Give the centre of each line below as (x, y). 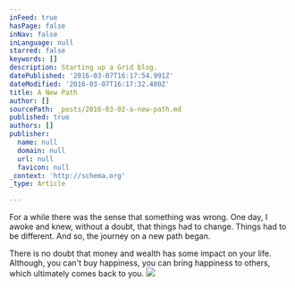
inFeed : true (34, 17)
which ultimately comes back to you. (77, 274)
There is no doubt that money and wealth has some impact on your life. (140, 254)
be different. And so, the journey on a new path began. (110, 236)
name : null (38, 142)
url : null (35, 159)
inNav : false (34, 34)
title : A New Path (43, 92)
